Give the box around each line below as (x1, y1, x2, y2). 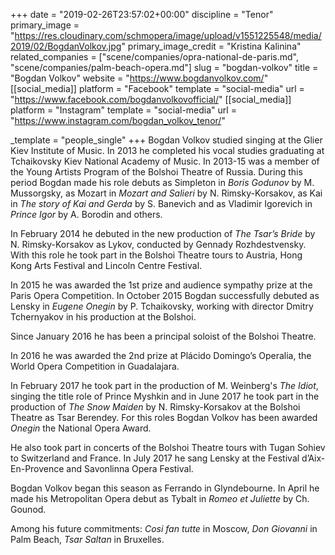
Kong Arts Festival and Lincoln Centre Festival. (10, 260, 203, 271)
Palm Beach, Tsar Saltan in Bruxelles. (10, 534, 165, 545)
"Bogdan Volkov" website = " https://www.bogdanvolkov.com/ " (10, 72, 269, 84)
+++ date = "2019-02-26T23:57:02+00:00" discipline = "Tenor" (10, 9, 274, 20)
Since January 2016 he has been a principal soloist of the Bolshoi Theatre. (10, 330, 317, 342)
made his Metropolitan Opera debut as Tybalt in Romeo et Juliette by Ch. (10, 493, 310, 504)
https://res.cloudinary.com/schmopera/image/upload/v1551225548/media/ (14, 30, 322, 41)
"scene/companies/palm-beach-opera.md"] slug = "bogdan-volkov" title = (10, 62, 319, 73)
